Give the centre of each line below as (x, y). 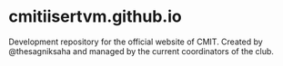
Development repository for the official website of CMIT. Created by (136, 42)
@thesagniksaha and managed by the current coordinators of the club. (141, 51)
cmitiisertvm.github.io (96, 17)
